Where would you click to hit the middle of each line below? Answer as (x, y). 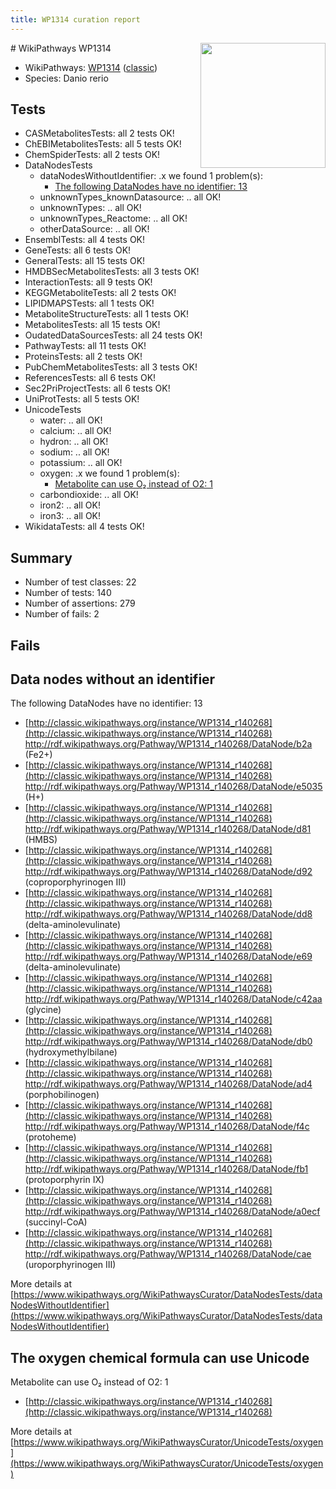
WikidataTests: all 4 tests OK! (84, 527)
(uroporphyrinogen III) (70, 1265)
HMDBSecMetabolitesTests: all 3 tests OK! (112, 272)
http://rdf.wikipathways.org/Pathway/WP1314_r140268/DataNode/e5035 (173, 787)
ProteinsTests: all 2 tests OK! (83, 357)
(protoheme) (50, 1137)
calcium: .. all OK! (75, 431)
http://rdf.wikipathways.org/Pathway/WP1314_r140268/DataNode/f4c (167, 1127)
